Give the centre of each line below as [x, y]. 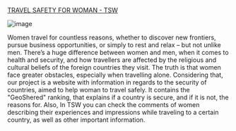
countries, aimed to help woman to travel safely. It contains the [99, 90]
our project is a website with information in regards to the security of [107, 82]
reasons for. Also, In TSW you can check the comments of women [104, 105]
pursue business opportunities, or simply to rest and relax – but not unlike [114, 45]
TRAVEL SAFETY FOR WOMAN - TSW [63, 10]
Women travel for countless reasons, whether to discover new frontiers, [112, 37]
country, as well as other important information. [76, 120]
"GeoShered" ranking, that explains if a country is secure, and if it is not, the [118, 97]
